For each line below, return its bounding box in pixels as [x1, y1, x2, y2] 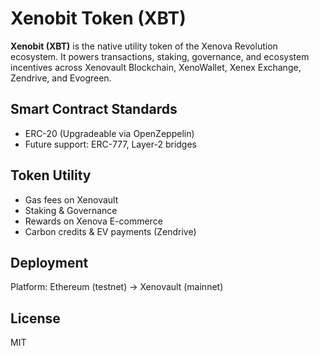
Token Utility [10, 167, 92, 184]
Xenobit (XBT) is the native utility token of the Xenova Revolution [10, 40, 278, 52]
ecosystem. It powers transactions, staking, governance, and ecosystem [10, 50, 310, 62]
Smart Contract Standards [10, 101, 178, 118]
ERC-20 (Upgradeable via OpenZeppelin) [24, 127, 195, 139]
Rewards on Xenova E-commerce [24, 215, 163, 227]
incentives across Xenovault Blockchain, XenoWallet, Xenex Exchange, [10, 61, 302, 73]
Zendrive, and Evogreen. [10, 72, 112, 84]
